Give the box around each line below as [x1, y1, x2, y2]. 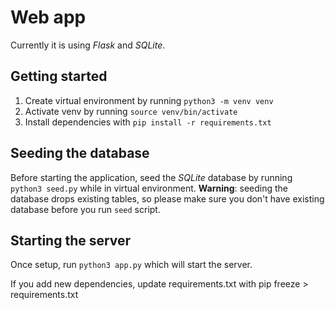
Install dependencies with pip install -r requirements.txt [24, 116, 272, 128]
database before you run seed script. [10, 203, 161, 215]
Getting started [10, 68, 108, 85]
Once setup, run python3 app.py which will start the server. [10, 259, 253, 271]
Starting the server [10, 232, 132, 249]
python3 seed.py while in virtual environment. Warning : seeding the [10, 182, 288, 194]
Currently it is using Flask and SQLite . [10, 39, 166, 51]
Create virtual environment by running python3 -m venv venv [24, 94, 274, 106]
